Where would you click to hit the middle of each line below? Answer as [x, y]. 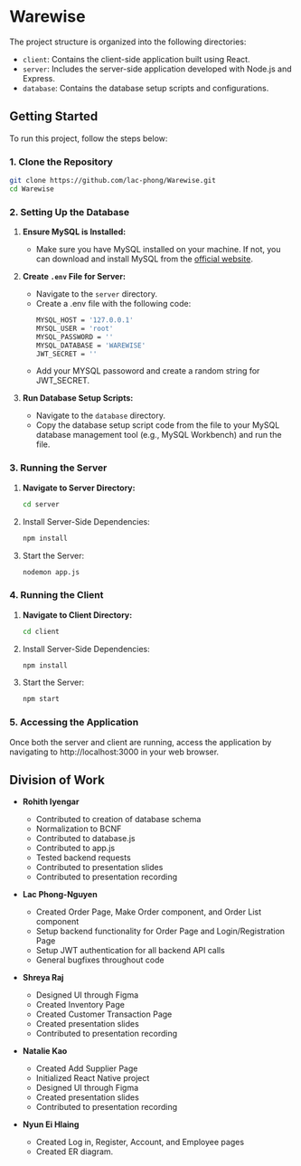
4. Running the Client [56, 595]
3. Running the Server [58, 468]
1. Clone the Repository [61, 162]
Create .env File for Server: [74, 277]
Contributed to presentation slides [99, 867]
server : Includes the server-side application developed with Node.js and [157, 69]
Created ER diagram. [75, 1152]
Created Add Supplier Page [87, 1068]
